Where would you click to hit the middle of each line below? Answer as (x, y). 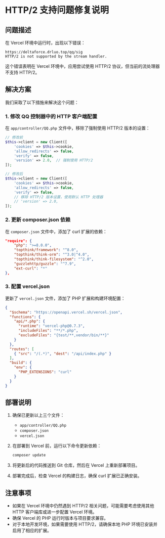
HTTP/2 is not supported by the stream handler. (56, 56)
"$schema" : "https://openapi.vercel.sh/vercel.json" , (66, 312)
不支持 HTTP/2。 (22, 72)
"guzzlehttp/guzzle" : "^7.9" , (45, 264)
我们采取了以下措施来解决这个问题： (42, 102)
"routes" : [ (22, 349)
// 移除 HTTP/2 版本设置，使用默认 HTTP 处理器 (59, 197)
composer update (29, 455)
